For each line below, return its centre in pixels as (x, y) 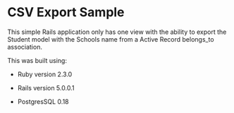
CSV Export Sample (66, 12)
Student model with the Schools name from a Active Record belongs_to (111, 39)
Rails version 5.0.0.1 (46, 88)
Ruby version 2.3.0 (45, 74)
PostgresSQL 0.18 (43, 101)
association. (25, 47)
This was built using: (37, 60)
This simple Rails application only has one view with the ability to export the (117, 32)
